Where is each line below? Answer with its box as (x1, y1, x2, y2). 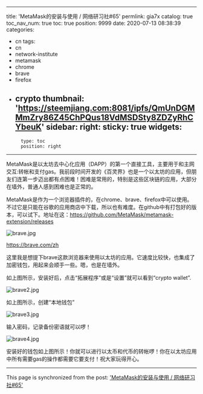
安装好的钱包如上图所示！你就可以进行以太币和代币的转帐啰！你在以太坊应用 (6, 347, 197, 355)
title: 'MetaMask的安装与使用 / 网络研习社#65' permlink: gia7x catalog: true (6, 13, 193, 20)
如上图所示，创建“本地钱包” (6, 299, 75, 306)
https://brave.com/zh (6, 241, 59, 248)
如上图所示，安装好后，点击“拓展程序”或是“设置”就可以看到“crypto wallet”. (6, 274, 192, 281)
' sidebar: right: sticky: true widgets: (41, 122, 182, 132)
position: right (21, 143, 62, 149)
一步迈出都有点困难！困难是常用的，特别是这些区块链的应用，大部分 (27, 175, 197, 182)
